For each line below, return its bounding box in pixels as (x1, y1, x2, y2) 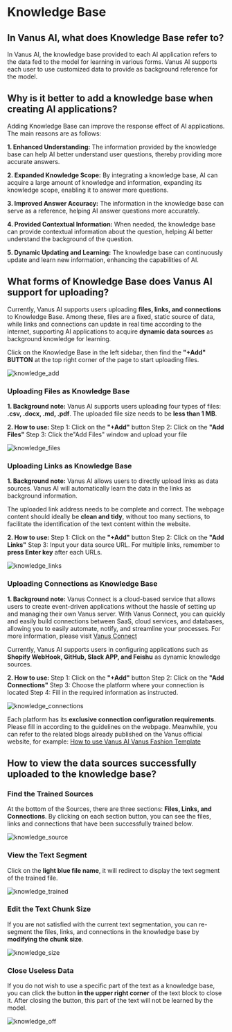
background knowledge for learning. (7, 334, 111, 343)
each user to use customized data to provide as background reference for (7, 65, 218, 73)
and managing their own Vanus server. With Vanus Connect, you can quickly (7, 609, 226, 618)
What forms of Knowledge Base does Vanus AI (7, 276, 213, 288)
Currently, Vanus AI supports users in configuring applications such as (7, 645, 208, 653)
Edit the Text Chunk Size (7, 904, 91, 914)
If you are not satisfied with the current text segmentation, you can (7, 920, 197, 928)
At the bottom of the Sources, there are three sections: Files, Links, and (7, 805, 213, 813)
